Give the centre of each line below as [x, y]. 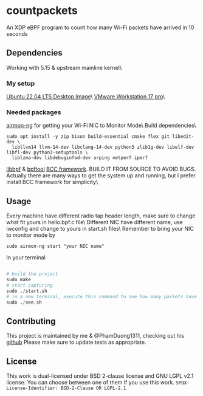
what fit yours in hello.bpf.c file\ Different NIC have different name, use [95, 222]
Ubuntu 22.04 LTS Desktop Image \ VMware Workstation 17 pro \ [86, 97]
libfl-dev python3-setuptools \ [47, 152]
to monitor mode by [31, 235]
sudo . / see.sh [24, 302]
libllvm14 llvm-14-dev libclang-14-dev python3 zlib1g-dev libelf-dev [103, 147]
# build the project [33, 274]
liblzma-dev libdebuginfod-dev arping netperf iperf [80, 158]
